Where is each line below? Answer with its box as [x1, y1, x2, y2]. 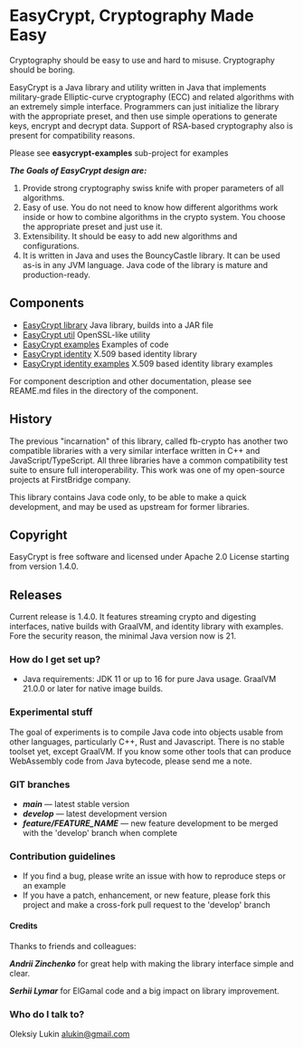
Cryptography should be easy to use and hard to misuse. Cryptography [9, 54, 276, 65]
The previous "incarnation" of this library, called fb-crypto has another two [9, 436, 289, 447]
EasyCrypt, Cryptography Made [9, 5, 255, 26]
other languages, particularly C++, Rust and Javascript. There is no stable [9, 736, 285, 747]
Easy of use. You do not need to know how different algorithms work [22, 201, 279, 213]
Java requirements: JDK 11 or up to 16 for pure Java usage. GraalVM [22, 674, 277, 685]
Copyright [9, 527, 68, 543]
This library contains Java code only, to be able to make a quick [9, 491, 247, 503]
